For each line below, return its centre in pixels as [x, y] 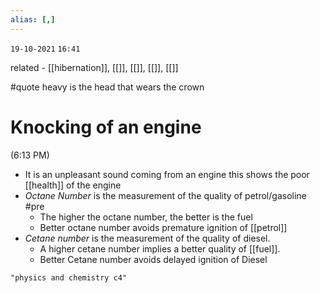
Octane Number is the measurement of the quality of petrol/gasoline [165, 195]
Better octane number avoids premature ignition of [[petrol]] [163, 227]
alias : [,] [33, 19]
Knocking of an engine [106, 127]
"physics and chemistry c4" [69, 277]
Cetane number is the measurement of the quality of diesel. [147, 238]
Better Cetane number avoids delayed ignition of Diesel [153, 259]
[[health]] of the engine [73, 185]
